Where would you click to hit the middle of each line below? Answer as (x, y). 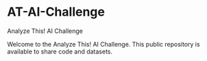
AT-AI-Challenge (56, 12)
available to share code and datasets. (60, 51)
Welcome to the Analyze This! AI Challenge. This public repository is (103, 44)
